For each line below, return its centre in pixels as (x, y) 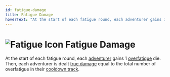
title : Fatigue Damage (29, 15)
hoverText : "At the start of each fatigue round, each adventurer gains (83, 19)
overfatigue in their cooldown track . (42, 69)
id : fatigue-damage (26, 10)
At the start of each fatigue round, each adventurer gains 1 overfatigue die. (83, 58)
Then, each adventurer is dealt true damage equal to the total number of (80, 64)
